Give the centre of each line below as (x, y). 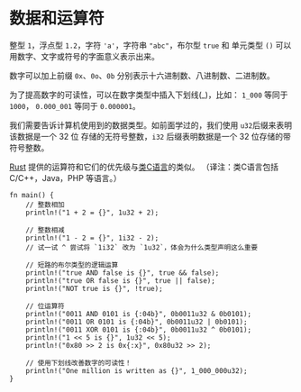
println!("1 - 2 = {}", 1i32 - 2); (92, 238)
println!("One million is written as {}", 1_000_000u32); (137, 370)
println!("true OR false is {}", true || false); (121, 280)
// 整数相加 (45, 205)
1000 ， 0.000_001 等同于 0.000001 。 (75, 105)
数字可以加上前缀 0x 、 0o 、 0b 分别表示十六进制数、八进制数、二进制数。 (142, 75)
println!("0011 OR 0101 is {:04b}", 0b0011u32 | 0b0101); (137, 322)
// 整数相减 (45, 230)
